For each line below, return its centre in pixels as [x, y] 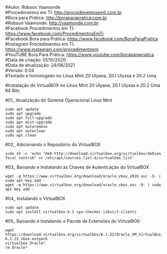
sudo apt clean [21, 135]
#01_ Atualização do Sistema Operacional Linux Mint [59, 100]
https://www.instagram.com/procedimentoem [52, 49]
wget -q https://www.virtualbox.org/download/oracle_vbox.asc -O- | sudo [83, 185]
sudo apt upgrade [23, 114]
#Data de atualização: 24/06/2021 [40, 65]
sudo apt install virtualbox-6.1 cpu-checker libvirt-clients [71, 212]
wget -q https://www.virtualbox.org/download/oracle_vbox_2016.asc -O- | [83, 176]
